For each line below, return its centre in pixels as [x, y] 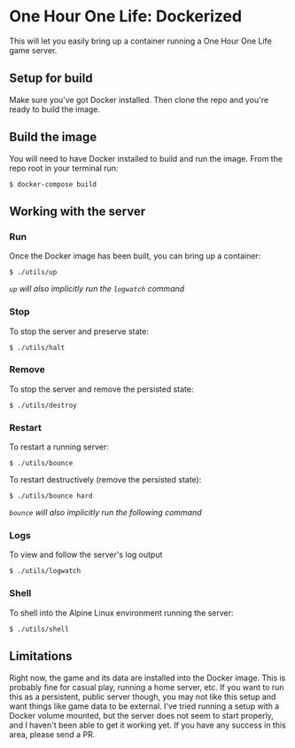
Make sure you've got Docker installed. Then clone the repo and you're [139, 99]
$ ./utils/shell [39, 629]
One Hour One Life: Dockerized [125, 16]
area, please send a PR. [52, 734]
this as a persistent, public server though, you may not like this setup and [143, 696]
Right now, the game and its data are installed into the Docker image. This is [147, 678]
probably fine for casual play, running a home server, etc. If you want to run [147, 687]
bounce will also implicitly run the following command [105, 513]
